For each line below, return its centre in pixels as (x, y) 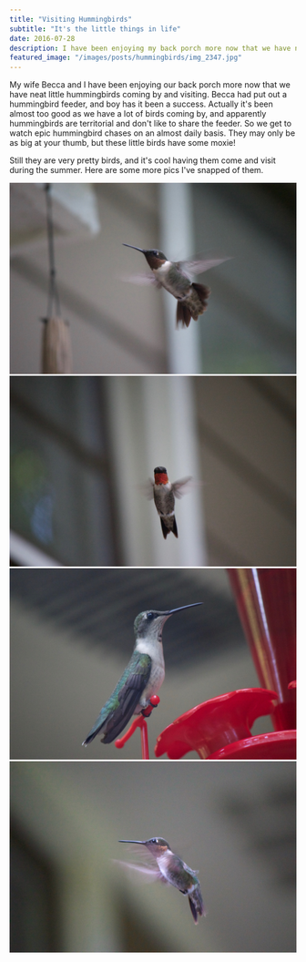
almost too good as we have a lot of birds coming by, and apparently (138, 114)
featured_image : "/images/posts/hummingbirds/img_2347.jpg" (126, 58)
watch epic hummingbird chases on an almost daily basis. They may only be (153, 133)
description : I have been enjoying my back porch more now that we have (150, 48)
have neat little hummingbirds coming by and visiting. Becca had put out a (148, 95)
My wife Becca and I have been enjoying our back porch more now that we (150, 85)
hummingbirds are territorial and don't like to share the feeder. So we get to (151, 124)
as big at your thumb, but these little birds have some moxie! (123, 143)
